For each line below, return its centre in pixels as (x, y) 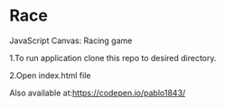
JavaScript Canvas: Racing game (71, 40)
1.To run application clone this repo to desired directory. (113, 58)
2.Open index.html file (50, 75)
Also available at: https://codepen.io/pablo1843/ (98, 93)
